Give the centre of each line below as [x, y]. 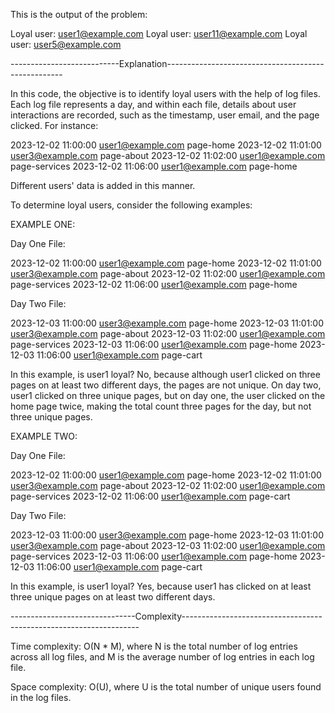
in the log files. [41, 697]
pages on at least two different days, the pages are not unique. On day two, [166, 385]
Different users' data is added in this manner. [103, 185]
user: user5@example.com [66, 44]
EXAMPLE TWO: [44, 436]
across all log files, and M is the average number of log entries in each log [162, 657]
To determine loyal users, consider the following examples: [131, 205]
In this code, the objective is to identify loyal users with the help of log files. [165, 93]
